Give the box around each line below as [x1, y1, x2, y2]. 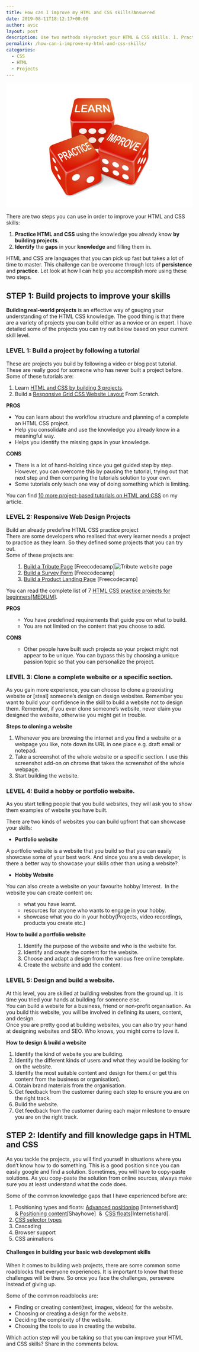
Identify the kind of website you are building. [14, 1050, 124, 1057]
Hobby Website [14, 871, 54, 879]
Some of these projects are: [6, 551, 74, 558]
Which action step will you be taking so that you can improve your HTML [6, 1334, 184, 1341]
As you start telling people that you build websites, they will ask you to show [6, 800, 192, 808]
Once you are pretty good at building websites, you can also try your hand [6, 1021, 188, 1028]
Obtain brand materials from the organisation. [14, 1081, 126, 1089]
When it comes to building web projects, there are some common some [6, 1261, 181, 1268]
